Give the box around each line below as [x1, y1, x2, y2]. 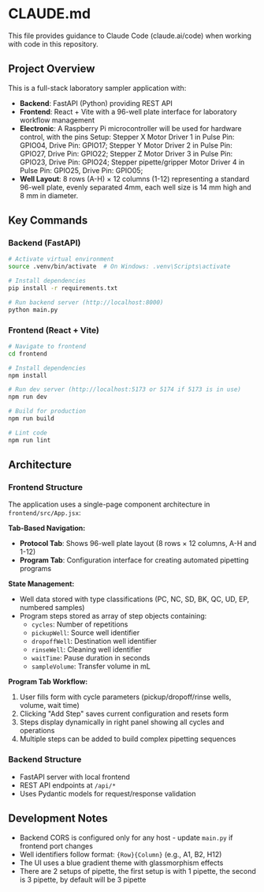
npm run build [8, 415, 55, 423]
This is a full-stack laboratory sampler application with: [8, 83, 187, 92]
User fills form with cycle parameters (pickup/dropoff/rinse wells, [19, 692, 232, 702]
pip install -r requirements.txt [8, 284, 118, 292]
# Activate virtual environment [8, 255, 114, 263]
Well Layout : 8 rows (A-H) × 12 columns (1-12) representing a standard [19, 174, 250, 183]
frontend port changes [19, 841, 93, 850]
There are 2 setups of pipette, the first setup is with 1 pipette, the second [19, 866, 256, 875]
